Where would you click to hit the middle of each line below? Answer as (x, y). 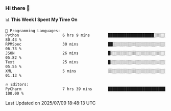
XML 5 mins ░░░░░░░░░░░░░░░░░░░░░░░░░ (86, 71)
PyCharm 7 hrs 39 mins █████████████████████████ (86, 89)
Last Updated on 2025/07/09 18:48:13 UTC (51, 103)
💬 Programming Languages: (33, 31)
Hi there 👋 (18, 8)
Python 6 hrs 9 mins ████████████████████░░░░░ (86, 35)
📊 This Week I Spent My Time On (41, 19)
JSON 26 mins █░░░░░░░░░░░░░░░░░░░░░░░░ (86, 53)
